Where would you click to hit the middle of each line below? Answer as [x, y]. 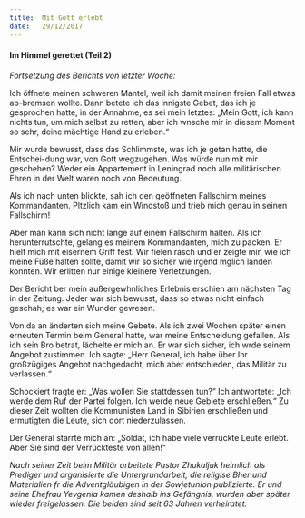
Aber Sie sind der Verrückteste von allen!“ [88, 447]
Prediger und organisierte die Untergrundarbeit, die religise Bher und [138, 474]
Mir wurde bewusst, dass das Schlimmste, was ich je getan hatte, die [138, 149]
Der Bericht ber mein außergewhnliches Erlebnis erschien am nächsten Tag [151, 288]
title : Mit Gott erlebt [56, 18]
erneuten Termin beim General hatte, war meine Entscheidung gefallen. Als [150, 335]
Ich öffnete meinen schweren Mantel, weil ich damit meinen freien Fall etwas [152, 93]
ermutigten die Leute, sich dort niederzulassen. [98, 420]
